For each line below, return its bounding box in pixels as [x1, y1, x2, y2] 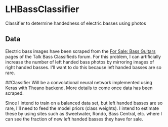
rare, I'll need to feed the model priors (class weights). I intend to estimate [5, 105, 159, 111]
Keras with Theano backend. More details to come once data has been [5, 85, 153, 91]
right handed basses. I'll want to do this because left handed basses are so [5, 64, 162, 70]
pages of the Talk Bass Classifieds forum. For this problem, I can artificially [5, 53, 161, 59]
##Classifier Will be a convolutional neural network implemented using [5, 79, 153, 85]
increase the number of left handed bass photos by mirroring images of [5, 59, 154, 65]
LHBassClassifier [5, 4, 79, 15]
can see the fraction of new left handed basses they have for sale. [5, 116, 143, 122]
